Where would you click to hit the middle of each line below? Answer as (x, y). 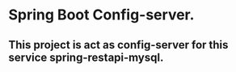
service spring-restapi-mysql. (86, 57)
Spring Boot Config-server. (101, 15)
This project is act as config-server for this (118, 45)
